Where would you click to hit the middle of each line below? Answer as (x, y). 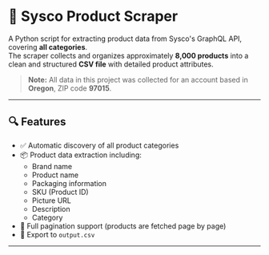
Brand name (52, 166)
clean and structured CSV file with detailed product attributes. (111, 64)
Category (47, 217)
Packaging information (69, 183)
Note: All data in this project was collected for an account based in (138, 79)
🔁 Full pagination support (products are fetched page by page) (123, 226)
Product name (55, 175)
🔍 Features (37, 122)
